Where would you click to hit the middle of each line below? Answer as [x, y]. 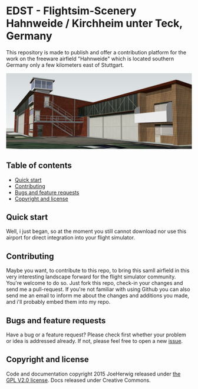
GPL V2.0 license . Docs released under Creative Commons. [79, 380]
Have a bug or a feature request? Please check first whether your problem [96, 335]
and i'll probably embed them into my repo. [58, 302]
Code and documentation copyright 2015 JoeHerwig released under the [93, 374]
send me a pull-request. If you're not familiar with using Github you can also [98, 289]
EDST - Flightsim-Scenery [71, 11]
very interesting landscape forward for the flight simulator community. [91, 277]
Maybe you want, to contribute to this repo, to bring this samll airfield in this [98, 271]
